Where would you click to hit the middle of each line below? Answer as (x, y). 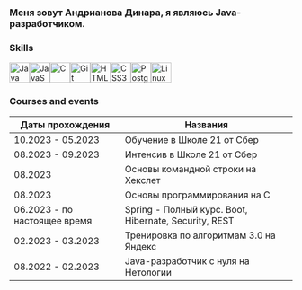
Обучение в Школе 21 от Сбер (191, 139)
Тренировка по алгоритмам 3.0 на (200, 235)
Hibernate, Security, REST (179, 220)
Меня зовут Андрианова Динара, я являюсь (111, 13)
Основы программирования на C (197, 195)
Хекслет (142, 180)
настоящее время (53, 220)
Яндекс (141, 246)
